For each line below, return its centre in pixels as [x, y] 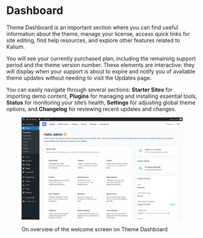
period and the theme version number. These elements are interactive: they [101, 65]
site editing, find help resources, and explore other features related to [93, 40]
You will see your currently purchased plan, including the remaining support [101, 58]
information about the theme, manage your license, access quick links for [98, 33]
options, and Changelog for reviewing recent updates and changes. [91, 109]
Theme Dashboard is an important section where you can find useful [92, 27]
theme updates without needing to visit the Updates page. [79, 78]
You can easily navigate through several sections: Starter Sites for [90, 89]
